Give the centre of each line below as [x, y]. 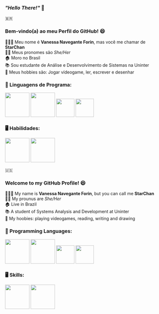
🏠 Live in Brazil [21, 204]
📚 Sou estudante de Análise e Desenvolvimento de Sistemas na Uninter [77, 65]
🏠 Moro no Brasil [23, 57]
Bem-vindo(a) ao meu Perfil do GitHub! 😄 [55, 31]
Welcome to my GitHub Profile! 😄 [45, 183]
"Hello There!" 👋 [25, 8]
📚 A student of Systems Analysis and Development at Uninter [67, 212]
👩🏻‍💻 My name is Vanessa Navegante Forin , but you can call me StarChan [80, 194]
